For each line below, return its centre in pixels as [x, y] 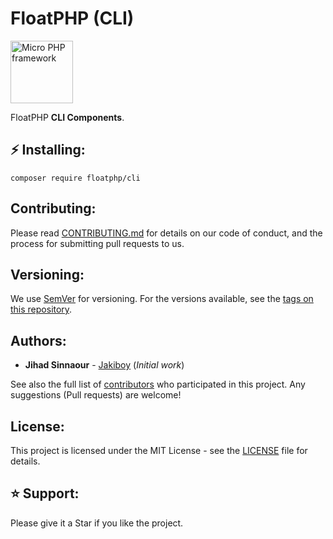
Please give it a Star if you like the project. [97, 523]
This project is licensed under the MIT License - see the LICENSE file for [159, 450]
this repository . [41, 309]
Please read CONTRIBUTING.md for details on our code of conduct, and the [166, 233]
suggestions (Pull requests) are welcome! [96, 395]
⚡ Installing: [48, 150]
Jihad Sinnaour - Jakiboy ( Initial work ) [104, 365]
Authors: [38, 340]
